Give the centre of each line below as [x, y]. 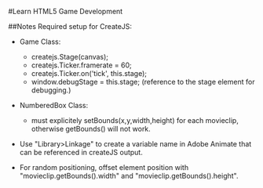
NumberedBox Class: [54, 105]
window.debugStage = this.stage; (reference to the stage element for [143, 82]
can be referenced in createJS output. [81, 152]
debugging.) [51, 90]
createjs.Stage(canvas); [69, 57]
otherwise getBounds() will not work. [91, 129]
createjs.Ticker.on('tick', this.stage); [89, 73]
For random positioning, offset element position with [104, 167]
